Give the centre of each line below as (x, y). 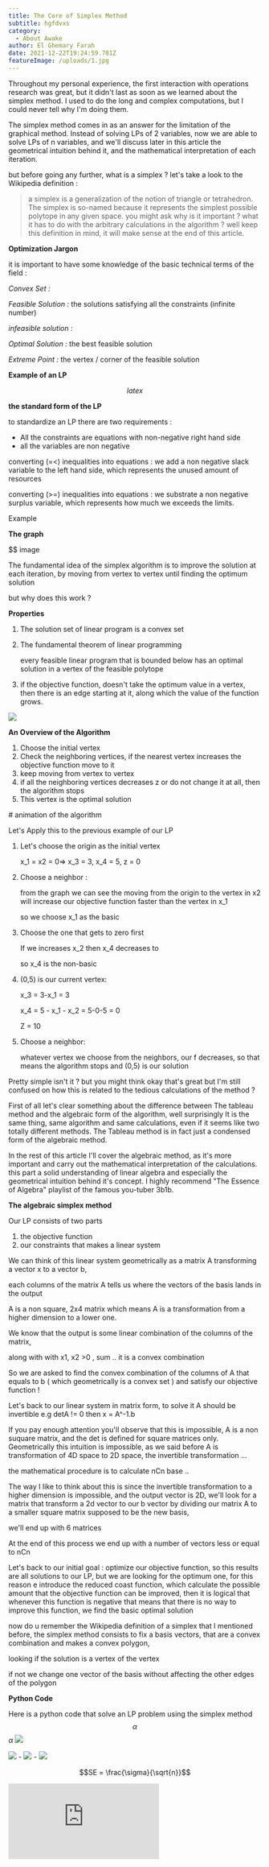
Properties (26, 613)
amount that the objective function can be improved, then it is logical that (129, 1593)
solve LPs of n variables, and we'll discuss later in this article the (115, 142)
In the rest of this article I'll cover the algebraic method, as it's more (120, 1155)
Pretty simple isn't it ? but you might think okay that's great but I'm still (124, 1081)
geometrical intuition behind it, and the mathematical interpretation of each (132, 151)
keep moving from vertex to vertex (77, 773)
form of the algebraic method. (58, 1139)
